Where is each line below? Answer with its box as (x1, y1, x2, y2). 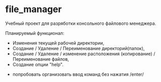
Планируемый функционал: (5, 30, 65, 36)
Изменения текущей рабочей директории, (12, 39, 104, 46)
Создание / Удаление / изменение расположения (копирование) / (12, 51, 155, 57)
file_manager (5, 4, 62, 15)
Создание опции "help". (12, 61, 64, 67)
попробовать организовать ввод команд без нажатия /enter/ (12, 71, 144, 77)
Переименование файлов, (12, 56, 69, 62)
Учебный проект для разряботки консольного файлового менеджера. (5, 20, 156, 26)
